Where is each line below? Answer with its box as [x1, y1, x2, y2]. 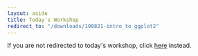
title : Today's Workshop [7, 16, 79, 23]
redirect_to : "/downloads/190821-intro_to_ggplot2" [7, 23, 159, 29]
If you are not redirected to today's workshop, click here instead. [7, 42, 192, 50]
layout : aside [7, 10, 48, 17]
